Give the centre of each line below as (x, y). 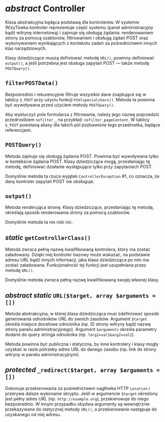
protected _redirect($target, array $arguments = (82, 370)
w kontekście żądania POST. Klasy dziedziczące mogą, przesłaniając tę (78, 161)
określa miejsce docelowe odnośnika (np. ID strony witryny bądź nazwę (78, 324)
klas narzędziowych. (26, 48)
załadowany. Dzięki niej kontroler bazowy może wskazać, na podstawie (78, 255)
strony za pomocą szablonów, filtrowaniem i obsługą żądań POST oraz (77, 38)
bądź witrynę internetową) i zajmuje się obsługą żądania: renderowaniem (79, 32)
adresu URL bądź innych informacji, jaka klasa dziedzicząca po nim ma (77, 260)
